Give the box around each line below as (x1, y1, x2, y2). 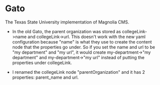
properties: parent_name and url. (12, 74, 79, 80)
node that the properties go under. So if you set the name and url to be (12, 44, 156, 50)
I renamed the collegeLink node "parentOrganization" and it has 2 (12, 69, 145, 75)
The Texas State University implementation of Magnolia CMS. (5, 19, 129, 25)
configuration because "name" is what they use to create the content (12, 39, 152, 44)
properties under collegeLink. (12, 60, 72, 65)
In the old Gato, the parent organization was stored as (12, 28, 121, 34)
